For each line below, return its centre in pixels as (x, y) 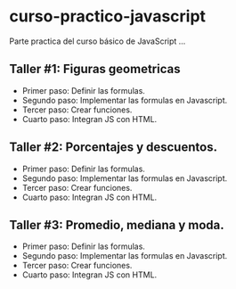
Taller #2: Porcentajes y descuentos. (114, 148)
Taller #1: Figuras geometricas (95, 69)
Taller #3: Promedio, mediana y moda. (117, 225)
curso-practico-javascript (108, 17)
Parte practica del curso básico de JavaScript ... (98, 41)
